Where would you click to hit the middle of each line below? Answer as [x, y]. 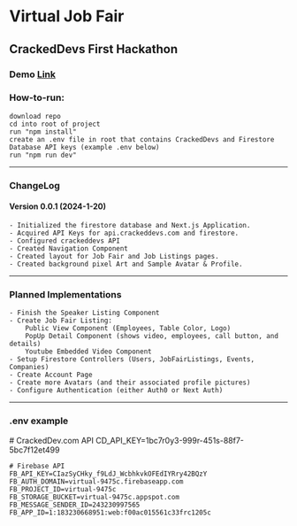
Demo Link [32, 74]
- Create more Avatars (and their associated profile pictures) [130, 383]
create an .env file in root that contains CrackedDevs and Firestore [142, 139]
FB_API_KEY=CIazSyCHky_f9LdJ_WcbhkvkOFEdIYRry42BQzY [108, 474]
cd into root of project [55, 124]
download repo [35, 116]
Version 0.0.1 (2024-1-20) [57, 206]
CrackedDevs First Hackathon [94, 49]
